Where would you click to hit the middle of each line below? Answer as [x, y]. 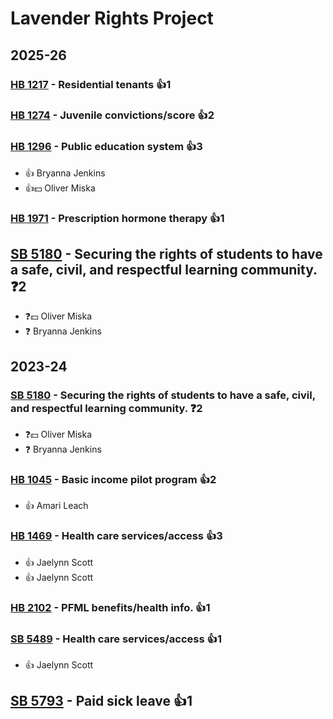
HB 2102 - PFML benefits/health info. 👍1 [110, 607]
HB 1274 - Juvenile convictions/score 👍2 [112, 115]
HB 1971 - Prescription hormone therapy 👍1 [117, 218]
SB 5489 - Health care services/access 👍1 [116, 639]
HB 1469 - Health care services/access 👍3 [116, 536]
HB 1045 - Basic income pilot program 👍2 [113, 480]
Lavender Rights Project [112, 18]
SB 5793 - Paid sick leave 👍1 [101, 701]
